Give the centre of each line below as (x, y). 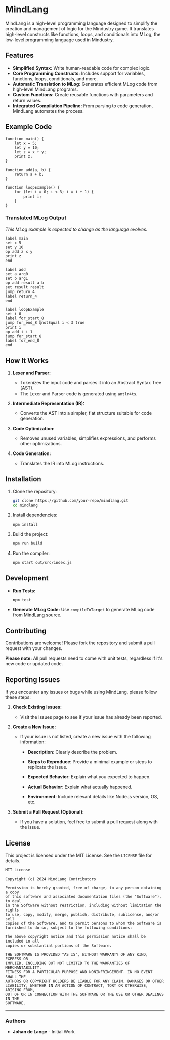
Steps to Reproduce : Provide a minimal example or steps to (90, 762)
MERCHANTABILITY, (24, 968)
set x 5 (13, 243)
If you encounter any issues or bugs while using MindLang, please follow (81, 692)
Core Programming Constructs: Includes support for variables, (79, 73)
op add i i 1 (19, 332)
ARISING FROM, (20, 990)
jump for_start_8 (24, 336)
